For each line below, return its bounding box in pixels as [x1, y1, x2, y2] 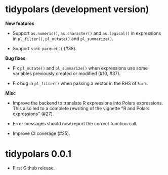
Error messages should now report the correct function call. [12, 120, 138, 126]
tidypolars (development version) [5, 4, 149, 15]
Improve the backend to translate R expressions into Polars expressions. [12, 100, 163, 106]
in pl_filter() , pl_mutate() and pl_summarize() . [12, 36, 114, 42]
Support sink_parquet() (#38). [12, 45, 77, 51]
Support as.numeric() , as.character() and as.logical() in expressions [12, 30, 161, 36]
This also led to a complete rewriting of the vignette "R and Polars [12, 105, 150, 111]
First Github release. [12, 165, 55, 171]
